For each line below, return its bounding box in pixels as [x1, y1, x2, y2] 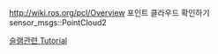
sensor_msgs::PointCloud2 [9, 17, 108, 28]
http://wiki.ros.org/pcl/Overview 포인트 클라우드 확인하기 [9, 8, 210, 17]
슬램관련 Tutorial [9, 36, 68, 45]
